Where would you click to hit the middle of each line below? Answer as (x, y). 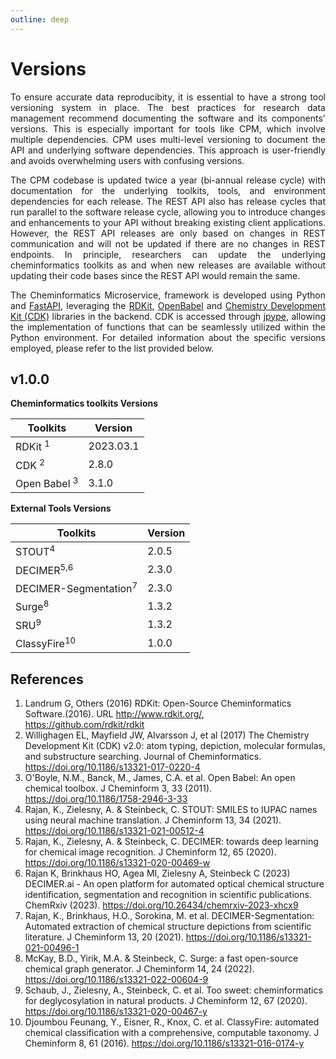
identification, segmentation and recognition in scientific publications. (168, 895)
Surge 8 (32, 606)
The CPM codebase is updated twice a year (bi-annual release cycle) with (168, 180)
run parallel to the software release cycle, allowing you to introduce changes (168, 212)
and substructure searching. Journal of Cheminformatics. (143, 757)
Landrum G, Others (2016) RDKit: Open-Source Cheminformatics (158, 703)
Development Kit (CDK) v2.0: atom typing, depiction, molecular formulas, (175, 746)
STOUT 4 (35, 551)
